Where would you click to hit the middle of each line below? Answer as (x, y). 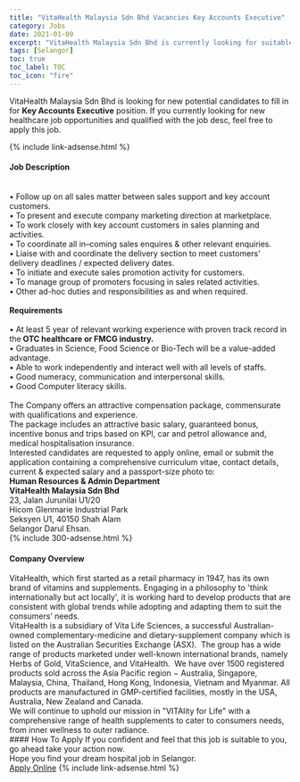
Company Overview (47, 558)
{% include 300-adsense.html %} (71, 537)
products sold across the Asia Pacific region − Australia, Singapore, (133, 673)
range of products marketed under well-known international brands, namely (149, 654)
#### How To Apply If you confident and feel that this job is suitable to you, (148, 740)
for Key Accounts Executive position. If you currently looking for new (137, 110)
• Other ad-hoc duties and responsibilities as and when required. (129, 291)
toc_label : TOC (37, 68)
